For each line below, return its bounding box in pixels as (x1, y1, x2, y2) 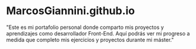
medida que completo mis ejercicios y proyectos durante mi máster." (6, 36, 174, 43)
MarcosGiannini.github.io (6, 4, 135, 18)
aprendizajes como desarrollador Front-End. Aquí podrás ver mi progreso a (6, 30, 190, 37)
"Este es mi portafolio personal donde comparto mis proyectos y (6, 24, 165, 31)
